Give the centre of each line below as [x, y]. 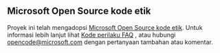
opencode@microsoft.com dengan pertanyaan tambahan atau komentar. [110, 42]
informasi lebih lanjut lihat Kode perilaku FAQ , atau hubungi [91, 35]
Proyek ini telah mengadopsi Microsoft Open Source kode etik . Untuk [105, 27]
